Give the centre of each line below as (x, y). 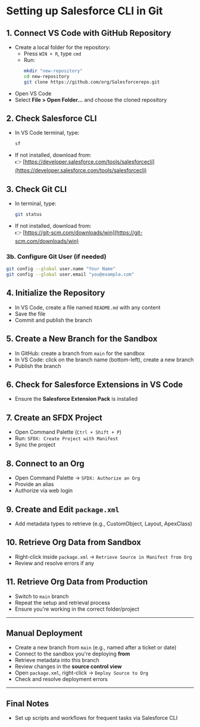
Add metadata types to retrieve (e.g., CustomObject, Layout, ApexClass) (103, 524)
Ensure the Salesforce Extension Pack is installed (76, 399)
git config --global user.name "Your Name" (61, 269)
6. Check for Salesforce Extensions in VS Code (95, 385)
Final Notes (28, 703)
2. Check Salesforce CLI (51, 118)
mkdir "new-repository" (53, 71)
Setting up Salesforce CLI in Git (85, 11)
